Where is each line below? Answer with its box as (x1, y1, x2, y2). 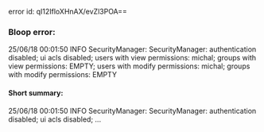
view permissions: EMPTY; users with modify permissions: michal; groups (8, 61, 250, 71)
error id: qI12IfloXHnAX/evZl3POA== (8, 7, 127, 16)
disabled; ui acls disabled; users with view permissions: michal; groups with (8, 53, 257, 63)
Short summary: (8, 87, 64, 98)
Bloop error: (8, 26, 56, 37)
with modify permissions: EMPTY (8, 70, 118, 80)
